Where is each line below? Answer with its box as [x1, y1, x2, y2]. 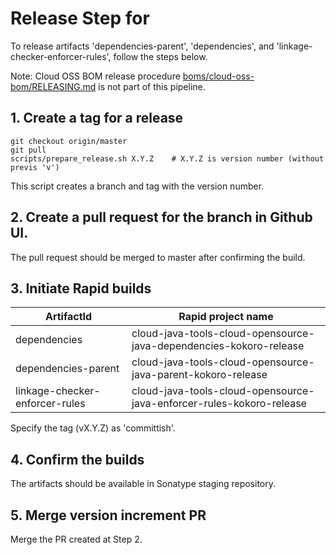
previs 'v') [10, 162, 60, 172]
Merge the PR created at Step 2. [10, 533, 143, 545]
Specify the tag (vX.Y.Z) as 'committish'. [10, 422, 176, 434]
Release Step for [10, 7, 150, 30]
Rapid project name [178, 310, 274, 324]
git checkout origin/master [10, 136, 128, 146]
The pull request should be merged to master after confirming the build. [10, 251, 306, 263]
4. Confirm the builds [10, 451, 145, 468]
